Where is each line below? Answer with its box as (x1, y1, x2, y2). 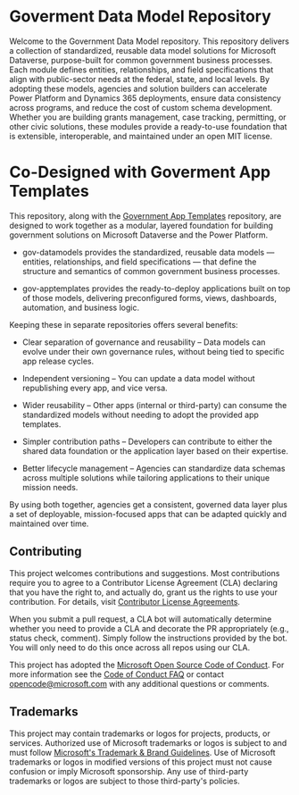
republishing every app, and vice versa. (21, 382, 168, 393)
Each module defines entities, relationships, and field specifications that (9, 64, 274, 75)
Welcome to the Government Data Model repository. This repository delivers (9, 36, 290, 46)
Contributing (9, 544, 82, 559)
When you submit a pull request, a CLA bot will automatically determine (9, 614, 272, 624)
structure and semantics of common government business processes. (21, 265, 280, 276)
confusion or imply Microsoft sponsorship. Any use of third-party (9, 766, 249, 776)
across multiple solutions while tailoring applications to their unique (21, 472, 270, 483)
